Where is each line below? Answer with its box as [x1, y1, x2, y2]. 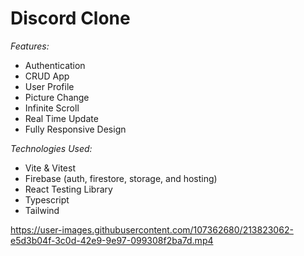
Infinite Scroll [24, 102, 80, 114]
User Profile [24, 80, 75, 92]
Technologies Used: [10, 142, 93, 154]
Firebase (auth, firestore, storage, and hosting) [24, 172, 218, 184]
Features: [10, 40, 50, 52]
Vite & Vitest [24, 162, 76, 174]
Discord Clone [10, 7, 131, 30]
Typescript [24, 193, 70, 206]
